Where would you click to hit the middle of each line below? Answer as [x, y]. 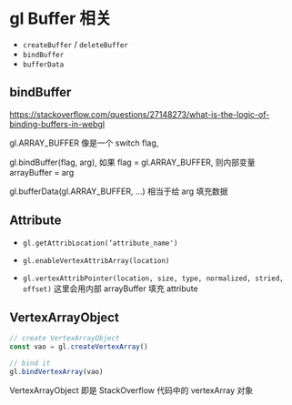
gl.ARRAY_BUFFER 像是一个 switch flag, [84, 143]
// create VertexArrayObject [65, 339]
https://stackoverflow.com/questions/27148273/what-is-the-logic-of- [140, 114]
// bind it [30, 364]
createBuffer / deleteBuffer [76, 44]
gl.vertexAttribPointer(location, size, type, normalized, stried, [153, 278]
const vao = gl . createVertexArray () [79, 347]
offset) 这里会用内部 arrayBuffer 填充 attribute [110, 289]
